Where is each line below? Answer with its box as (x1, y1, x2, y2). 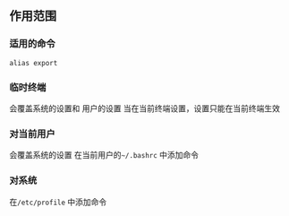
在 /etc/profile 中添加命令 (9, 196, 107, 207)
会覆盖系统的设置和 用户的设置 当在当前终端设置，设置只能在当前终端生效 (9, 102, 280, 114)
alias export (9, 58, 58, 67)
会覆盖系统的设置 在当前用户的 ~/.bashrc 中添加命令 (9, 150, 200, 160)
